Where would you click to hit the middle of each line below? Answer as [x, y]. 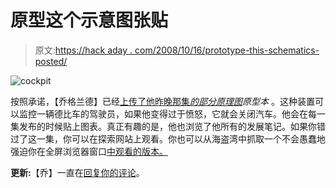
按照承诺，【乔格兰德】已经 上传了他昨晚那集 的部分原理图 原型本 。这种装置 [162, 101]
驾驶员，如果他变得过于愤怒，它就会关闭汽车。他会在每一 [207, 113]
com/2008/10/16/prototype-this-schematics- [227, 50]
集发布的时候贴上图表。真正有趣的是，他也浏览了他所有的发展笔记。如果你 [163, 126]
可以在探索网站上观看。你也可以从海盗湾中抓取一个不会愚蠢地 [198, 138]
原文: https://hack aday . [83, 50]
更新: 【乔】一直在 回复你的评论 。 [77, 172]
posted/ [51, 61]
